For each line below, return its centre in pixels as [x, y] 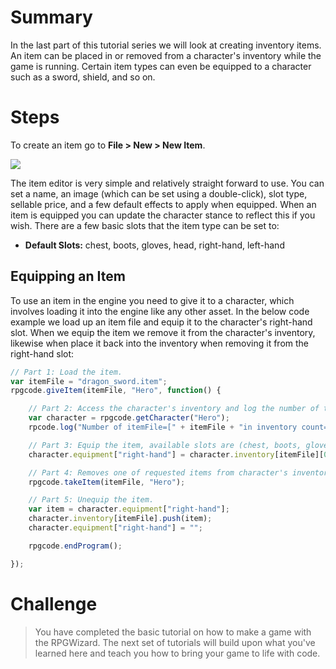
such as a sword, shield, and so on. [83, 77]
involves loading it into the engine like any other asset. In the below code [160, 311]
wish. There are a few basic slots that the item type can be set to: [145, 225]
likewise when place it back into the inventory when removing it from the [160, 343]
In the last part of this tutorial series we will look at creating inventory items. [166, 45]
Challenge [54, 603]
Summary [51, 17]
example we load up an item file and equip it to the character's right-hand [161, 322]
